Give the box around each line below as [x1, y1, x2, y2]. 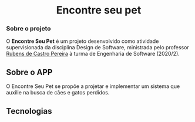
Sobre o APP [6, 67, 53, 77]
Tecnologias [6, 106, 52, 116]
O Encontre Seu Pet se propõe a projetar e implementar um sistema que [6, 83, 180, 90]
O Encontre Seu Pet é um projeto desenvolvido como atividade [6, 38, 159, 45]
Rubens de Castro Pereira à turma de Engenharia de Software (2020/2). [6, 50, 180, 57]
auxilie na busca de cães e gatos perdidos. [6, 89, 110, 96]
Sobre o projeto [6, 25, 51, 33]
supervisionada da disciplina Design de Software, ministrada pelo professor [6, 44, 189, 51]
